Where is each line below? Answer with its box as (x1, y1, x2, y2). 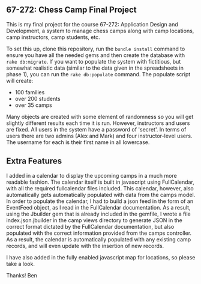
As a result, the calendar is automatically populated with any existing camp (6, 235, 191, 243)
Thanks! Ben (6, 271, 38, 279)
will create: (6, 77, 34, 84)
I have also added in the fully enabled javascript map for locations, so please (6, 253, 196, 261)
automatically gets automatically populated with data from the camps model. (6, 191, 196, 198)
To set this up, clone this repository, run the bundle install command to (6, 45, 185, 52)
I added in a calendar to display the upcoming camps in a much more (6, 172, 177, 179)
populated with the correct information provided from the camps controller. (6, 229, 192, 237)
